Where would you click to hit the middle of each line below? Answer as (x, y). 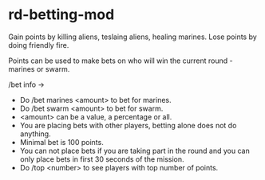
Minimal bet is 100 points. (61, 142)
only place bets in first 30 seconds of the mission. (102, 159)
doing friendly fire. (39, 45)
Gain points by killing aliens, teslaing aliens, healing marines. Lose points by (132, 37)
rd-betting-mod (61, 15)
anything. (35, 134)
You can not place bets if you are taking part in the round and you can (134, 151)
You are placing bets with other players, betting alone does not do (128, 125)
